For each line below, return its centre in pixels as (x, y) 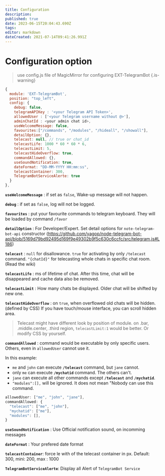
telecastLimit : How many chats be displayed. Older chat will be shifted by (81, 289)
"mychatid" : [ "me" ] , (30, 411)
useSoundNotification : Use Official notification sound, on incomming (75, 430)
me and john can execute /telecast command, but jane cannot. (76, 367)
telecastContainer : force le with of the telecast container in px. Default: (77, 454)
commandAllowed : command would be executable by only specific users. (77, 343)
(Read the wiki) (20, 264)
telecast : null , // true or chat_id (52, 140)
